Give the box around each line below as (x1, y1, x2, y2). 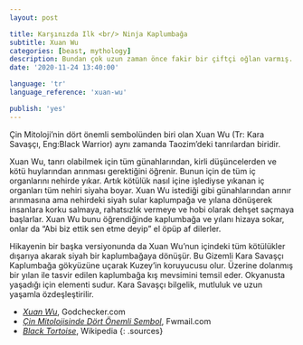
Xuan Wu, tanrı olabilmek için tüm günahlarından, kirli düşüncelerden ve (9, 155, 278, 167)
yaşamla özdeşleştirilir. (9, 288, 95, 299)
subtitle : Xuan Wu (9, 38, 79, 47)
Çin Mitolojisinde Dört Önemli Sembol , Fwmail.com (22, 315, 212, 326)
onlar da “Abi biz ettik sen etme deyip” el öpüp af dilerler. (9, 223, 222, 234)
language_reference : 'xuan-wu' (9, 88, 128, 97)
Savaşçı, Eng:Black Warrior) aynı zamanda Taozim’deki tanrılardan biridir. (9, 138, 281, 149)
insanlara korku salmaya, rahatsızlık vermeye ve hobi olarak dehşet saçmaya (9, 204, 295, 215)
